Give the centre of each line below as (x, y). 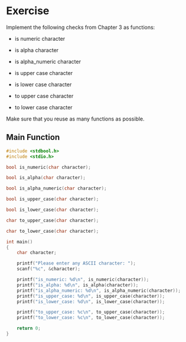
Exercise (28, 11)
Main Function (33, 137)
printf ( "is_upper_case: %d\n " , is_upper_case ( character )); (91, 296)
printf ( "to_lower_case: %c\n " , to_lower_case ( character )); (91, 318)
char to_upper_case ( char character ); (53, 220)
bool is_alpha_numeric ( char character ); (57, 188)
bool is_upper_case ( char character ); (53, 199)
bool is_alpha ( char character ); (46, 178)
